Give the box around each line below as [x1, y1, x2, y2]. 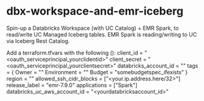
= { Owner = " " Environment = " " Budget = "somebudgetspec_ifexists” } [6, 68, 188, 75]
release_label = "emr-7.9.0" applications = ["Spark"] [6, 81, 138, 89]
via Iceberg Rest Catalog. [6, 37, 70, 44]
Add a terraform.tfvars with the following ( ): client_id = [6, 49, 143, 56]
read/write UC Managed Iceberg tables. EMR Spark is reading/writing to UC [6, 30, 197, 38]
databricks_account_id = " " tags [117, 62, 198, 69]
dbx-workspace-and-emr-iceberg [6, 4, 184, 18]
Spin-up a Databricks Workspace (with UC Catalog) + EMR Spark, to [6, 24, 179, 32]
